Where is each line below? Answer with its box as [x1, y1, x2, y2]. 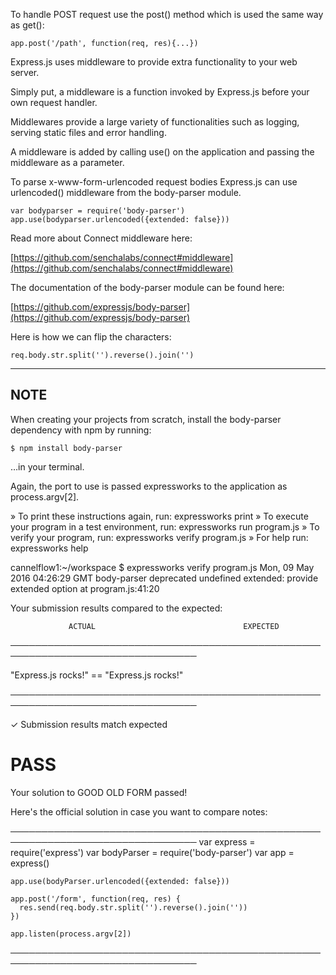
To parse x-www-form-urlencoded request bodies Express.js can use [10, 176, 298, 188]
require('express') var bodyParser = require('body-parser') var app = [10, 846, 295, 858]
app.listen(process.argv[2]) [10, 929, 132, 939]
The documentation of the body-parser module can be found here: [10, 282, 285, 293]
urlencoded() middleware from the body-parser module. [10, 187, 242, 198]
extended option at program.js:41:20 [10, 582, 160, 594]
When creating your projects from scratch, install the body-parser [10, 413, 282, 425]
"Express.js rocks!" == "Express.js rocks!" [10, 669, 184, 681]
